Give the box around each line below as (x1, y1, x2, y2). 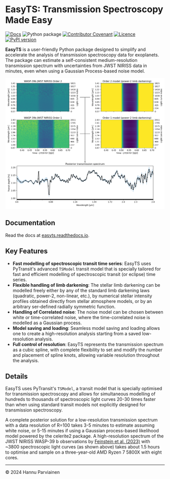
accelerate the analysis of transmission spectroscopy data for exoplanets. (5, 52, 159, 58)
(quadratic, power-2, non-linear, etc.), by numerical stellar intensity (12, 293, 153, 299)
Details (5, 372, 28, 381)
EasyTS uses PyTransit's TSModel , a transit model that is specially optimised (5, 386, 162, 392)
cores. (5, 455, 19, 461)
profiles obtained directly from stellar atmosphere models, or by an (12, 298, 152, 304)
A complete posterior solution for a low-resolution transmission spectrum (5, 417, 158, 423)
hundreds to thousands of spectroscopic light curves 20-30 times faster (5, 396, 156, 402)
